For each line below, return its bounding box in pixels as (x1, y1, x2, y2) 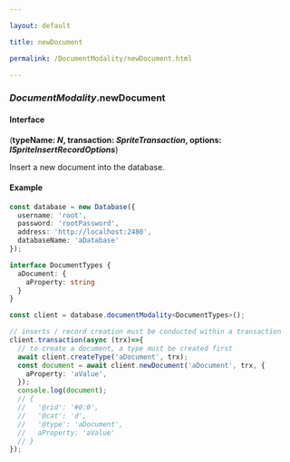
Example (9, 182, 43, 193)
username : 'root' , (17, 210, 88, 220)
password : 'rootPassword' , (17, 219, 120, 228)
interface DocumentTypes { (9, 260, 111, 270)
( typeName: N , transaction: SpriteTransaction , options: (9, 134, 222, 145)
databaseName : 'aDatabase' (17, 236, 120, 245)
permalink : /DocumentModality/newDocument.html (9, 53, 193, 63)
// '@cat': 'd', (17, 411, 88, 420)
